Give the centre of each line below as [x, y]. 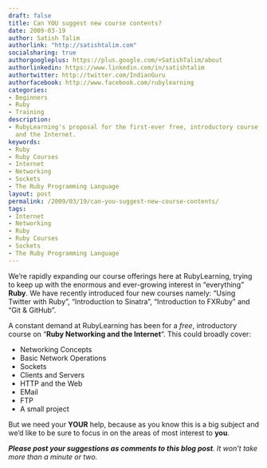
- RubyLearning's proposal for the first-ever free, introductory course [133, 127]
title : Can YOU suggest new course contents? [85, 23]
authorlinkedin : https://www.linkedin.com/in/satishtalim [106, 68]
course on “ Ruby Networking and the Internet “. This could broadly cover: [130, 334]
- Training [26, 113]
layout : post [30, 194]
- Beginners [28, 97]
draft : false [30, 16]
